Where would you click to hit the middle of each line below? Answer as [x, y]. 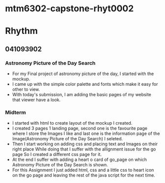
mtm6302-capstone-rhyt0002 [69, 9]
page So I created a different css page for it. [57, 155]
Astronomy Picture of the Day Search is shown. [60, 165]
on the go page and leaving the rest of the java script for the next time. [84, 175]
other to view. [26, 89]
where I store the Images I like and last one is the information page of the [86, 133]
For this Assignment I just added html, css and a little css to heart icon [83, 170]
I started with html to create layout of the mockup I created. [72, 123]
